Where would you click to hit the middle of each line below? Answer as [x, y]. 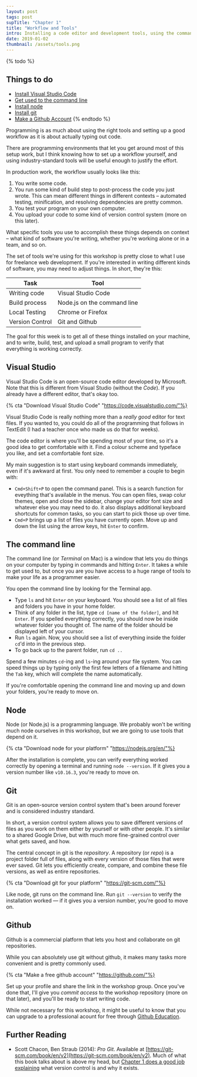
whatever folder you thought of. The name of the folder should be [94, 625]
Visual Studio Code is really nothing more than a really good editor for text [96, 417]
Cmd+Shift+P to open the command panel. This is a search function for [99, 488]
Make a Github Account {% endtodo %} [62, 119]
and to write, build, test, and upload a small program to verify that [85, 343]
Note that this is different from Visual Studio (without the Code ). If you [90, 388]
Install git [26, 112]
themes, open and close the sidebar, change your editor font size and [98, 501]
